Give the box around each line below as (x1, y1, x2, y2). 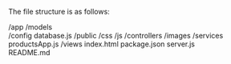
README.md (8, 48, 51, 57)
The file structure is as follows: (8, 7, 110, 16)
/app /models (8, 22, 53, 31)
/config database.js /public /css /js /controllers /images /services (8, 31, 224, 40)
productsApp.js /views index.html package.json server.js (8, 39, 195, 49)
